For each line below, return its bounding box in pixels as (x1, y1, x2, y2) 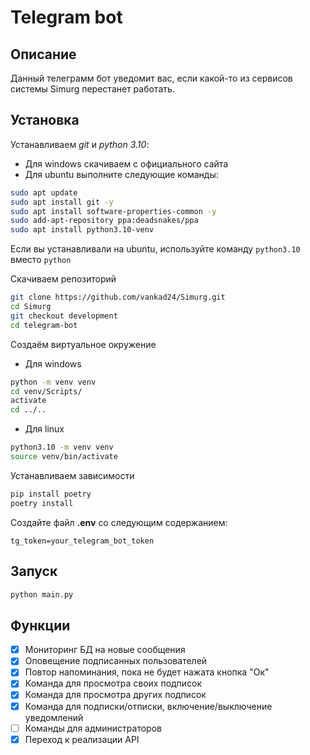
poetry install (10, 498, 74, 508)
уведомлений (24, 711, 84, 723)
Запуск (10, 563, 58, 580)
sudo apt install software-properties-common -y (10, 206, 217, 216)
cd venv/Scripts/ (10, 386, 83, 396)
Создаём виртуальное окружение (10, 338, 157, 350)
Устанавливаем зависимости (10, 469, 135, 481)
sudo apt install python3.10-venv (10, 225, 155, 235)
